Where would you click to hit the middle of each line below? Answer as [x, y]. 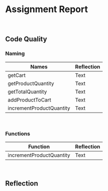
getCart [17, 75]
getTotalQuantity [27, 91]
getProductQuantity [31, 83]
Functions [18, 133]
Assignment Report [46, 9]
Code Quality [26, 39]
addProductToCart [30, 100]
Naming [15, 54]
